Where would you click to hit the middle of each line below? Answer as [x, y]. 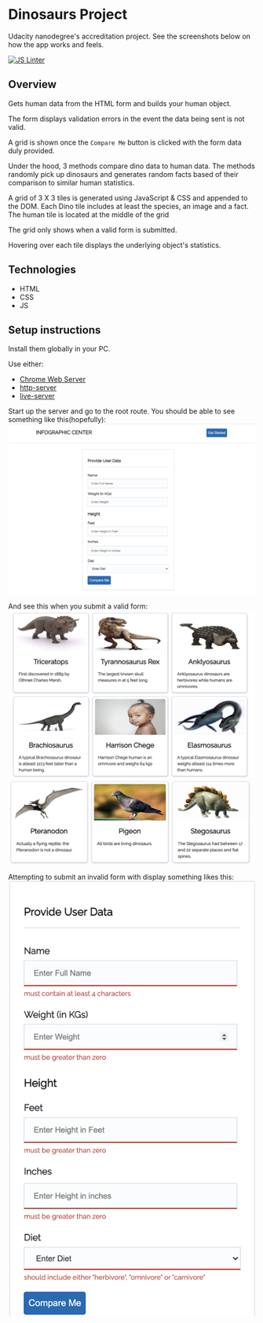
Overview [33, 85]
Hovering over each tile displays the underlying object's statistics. [115, 244]
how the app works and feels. [56, 44]
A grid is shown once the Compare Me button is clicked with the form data [125, 142]
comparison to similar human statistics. [71, 182]
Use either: [26, 364]
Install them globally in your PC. [59, 349]
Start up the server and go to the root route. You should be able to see [122, 411]
